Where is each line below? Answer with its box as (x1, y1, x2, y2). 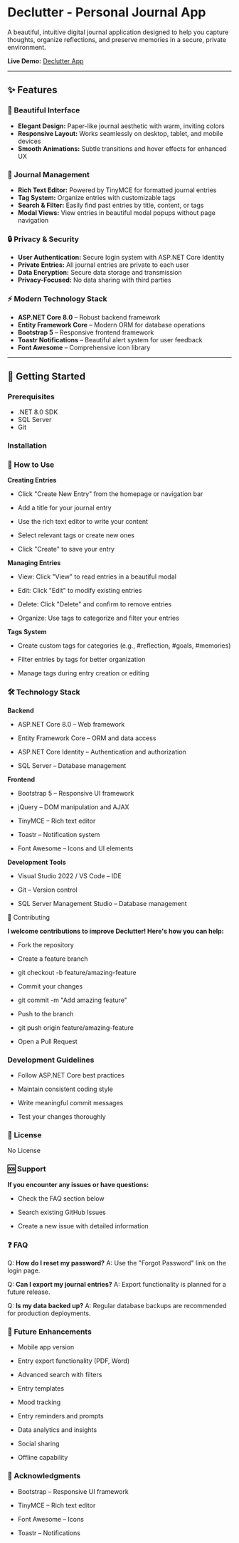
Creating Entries (7, 476, 57, 485)
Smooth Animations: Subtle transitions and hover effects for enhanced (17, 144, 227, 153)
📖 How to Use (7, 460, 55, 470)
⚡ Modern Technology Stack (7, 294, 108, 304)
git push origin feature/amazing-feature (17, 1023, 134, 1032)
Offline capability (17, 1453, 68, 1462)
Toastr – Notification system (17, 830, 100, 838)
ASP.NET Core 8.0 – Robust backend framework (17, 312, 161, 321)
